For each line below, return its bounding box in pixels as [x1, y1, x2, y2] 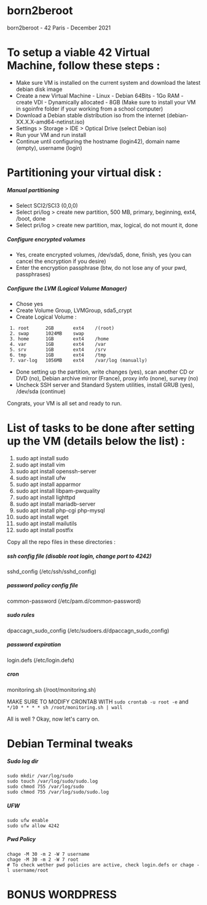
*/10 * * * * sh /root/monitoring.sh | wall [7, 704, 123, 710]
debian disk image [15, 85, 63, 93]
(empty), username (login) [15, 144, 82, 151]
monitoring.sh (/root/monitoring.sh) [7, 686, 96, 693]
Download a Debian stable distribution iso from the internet [15, 111, 165, 119]
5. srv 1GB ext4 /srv [9, 347, 106, 353]
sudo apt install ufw [15, 474, 66, 481]
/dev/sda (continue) [15, 388, 66, 395]
